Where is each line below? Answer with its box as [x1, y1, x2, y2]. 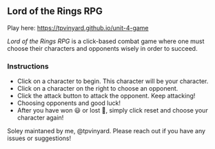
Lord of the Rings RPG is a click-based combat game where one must [7, 37, 205, 45]
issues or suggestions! [7, 134, 71, 143]
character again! [17, 113, 64, 122]
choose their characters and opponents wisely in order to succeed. [7, 44, 198, 52]
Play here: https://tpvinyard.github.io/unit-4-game [7, 23, 150, 32]
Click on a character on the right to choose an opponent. [17, 84, 178, 93]
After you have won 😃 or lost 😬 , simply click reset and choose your [17, 106, 208, 115]
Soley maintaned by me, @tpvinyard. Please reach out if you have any [7, 127, 205, 135]
